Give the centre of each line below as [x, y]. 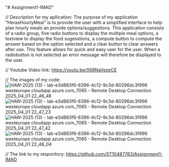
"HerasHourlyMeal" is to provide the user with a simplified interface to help [84, 23]
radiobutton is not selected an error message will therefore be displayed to [83, 55]
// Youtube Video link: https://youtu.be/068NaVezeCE [61, 70]
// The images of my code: [33, 80]
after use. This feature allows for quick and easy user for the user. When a [83, 49]
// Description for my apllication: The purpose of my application [72, 17]
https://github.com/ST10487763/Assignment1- [114, 154]
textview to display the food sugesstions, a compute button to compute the [84, 38]
